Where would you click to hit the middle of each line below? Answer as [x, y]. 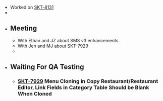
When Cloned [35, 94]
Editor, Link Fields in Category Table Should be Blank [83, 87]
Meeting [23, 28]
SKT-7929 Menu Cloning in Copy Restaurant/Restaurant [88, 81]
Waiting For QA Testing [47, 67]
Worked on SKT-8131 [32, 7]
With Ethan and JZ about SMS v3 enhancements [68, 40]
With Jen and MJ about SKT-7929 [53, 46]
